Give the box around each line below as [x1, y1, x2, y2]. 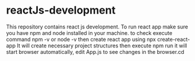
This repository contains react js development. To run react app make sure [6, 23, 188, 30]
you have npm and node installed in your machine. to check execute [6, 29, 173, 36]
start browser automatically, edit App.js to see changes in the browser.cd [6, 48, 185, 55]
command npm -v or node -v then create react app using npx [6, 36, 156, 43]
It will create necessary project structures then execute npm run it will [17, 42, 187, 49]
